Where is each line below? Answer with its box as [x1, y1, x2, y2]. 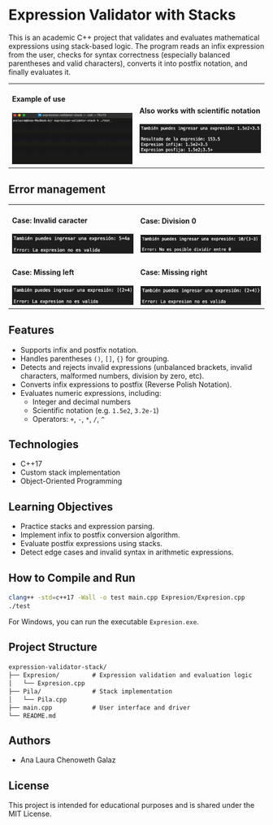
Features [8, 323, 54, 337]
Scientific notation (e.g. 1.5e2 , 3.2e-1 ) [32, 405, 160, 415]
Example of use [11, 94, 67, 104]
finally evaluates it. [8, 67, 71, 76]
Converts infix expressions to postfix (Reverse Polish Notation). [19, 380, 232, 389]
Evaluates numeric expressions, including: [19, 388, 162, 397]
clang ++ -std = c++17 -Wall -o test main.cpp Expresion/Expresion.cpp [8, 593, 245, 602]
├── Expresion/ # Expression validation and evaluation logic [8, 671, 253, 680]
